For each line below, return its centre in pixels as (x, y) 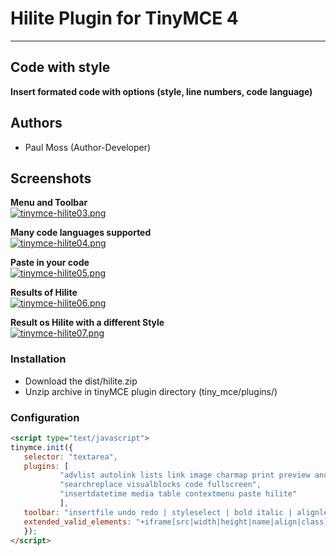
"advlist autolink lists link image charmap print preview (185, 475)
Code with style (60, 67)
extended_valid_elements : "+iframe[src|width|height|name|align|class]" (178, 522)
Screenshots (51, 178)
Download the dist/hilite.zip (81, 381)
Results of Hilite (44, 293)
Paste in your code (50, 263)
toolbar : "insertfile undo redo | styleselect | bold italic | (158, 512)
